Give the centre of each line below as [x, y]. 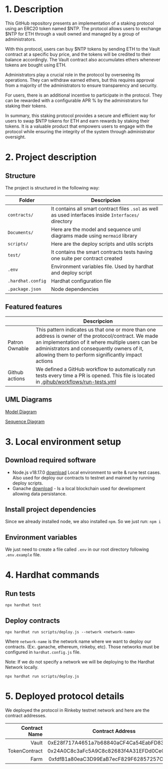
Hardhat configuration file [81, 281]
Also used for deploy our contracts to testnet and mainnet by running [83, 477]
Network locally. [22, 667]
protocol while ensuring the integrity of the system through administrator [80, 131]
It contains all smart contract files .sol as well [104, 209]
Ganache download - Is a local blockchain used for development [79, 488]
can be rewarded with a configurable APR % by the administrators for [77, 100]
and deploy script [71, 272]
